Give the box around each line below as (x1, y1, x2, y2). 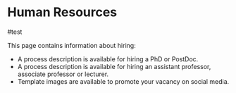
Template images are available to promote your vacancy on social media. (17, 77, 230, 85)
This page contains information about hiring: (7, 41, 136, 49)
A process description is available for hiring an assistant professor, (17, 62, 211, 70)
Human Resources (7, 4, 118, 20)
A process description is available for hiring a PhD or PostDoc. (17, 54, 199, 63)
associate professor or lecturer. (17, 70, 109, 78)
